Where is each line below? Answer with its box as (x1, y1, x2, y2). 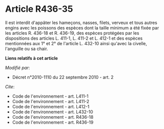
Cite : (5, 83, 15, 89)
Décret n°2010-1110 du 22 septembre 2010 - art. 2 (12, 74, 114, 80)
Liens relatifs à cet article (5, 55, 58, 61)
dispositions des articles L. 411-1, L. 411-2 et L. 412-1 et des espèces (5, 35, 143, 41)
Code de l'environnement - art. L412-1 (12, 103, 90, 109)
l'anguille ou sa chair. (5, 46, 48, 52)
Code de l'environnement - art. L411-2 (12, 98, 90, 104)
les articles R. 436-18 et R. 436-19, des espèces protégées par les (5, 30, 139, 36)
